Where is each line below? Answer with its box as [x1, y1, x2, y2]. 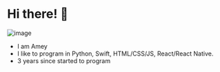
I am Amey [17, 42, 48, 50]
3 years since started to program [17, 56, 111, 64]
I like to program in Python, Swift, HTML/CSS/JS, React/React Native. [17, 49, 214, 58]
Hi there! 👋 [7, 6, 69, 22]
